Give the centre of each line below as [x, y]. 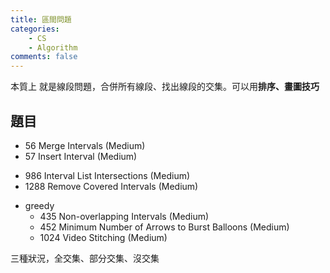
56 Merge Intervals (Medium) [85, 145]
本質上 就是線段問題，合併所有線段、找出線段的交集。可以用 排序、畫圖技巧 [165, 87]
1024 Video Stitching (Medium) [103, 237]
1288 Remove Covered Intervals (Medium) [111, 186]
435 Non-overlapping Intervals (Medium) [124, 216]
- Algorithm [53, 47]
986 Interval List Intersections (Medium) [107, 175]
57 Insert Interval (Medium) [81, 156]
